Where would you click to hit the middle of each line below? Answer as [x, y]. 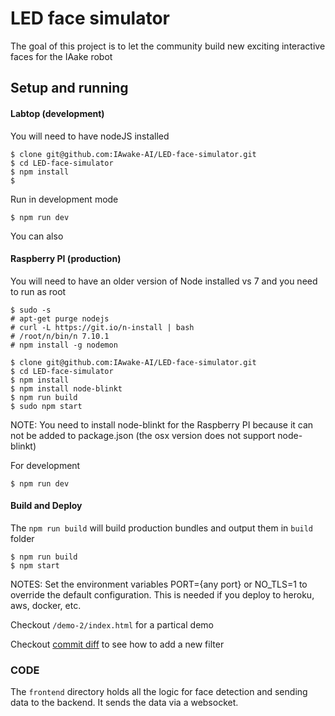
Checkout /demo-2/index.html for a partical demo [112, 624]
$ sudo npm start [46, 406]
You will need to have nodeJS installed [90, 136]
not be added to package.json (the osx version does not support [143, 435]
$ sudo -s [31, 310]
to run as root [38, 291]
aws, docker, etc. [46, 605]
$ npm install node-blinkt [66, 388]
